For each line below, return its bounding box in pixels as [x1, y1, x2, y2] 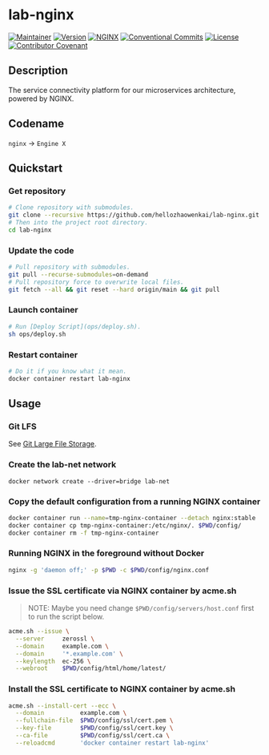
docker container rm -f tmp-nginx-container [8, 529, 159, 537]
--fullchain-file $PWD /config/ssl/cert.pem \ [15, 717, 174, 725]
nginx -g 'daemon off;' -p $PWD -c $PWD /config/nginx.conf [8, 566, 210, 574]
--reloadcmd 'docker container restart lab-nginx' [15, 739, 210, 747]
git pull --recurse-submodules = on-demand [8, 270, 149, 278]
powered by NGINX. [8, 94, 74, 103]
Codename [8, 117, 65, 131]
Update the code [8, 244, 74, 256]
